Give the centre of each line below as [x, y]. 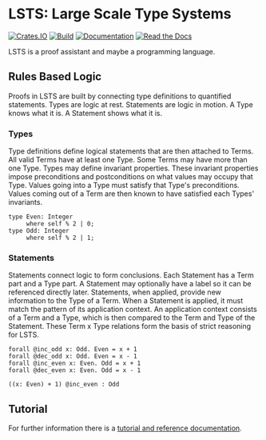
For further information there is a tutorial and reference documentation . [125, 428]
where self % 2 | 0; [60, 224]
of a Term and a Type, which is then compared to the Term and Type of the [132, 318]
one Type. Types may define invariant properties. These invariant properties [133, 168]
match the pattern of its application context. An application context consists [133, 310]
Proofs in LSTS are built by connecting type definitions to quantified [120, 96]
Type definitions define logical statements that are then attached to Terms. [131, 151]
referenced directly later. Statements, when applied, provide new [115, 292]
